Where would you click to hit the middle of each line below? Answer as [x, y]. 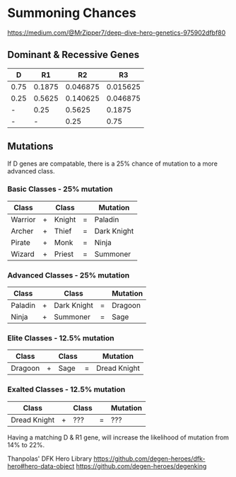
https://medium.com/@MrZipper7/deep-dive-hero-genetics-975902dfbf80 [117, 33]
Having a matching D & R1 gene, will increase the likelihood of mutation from [118, 437]
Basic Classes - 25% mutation [60, 189]
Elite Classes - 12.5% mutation [61, 338]
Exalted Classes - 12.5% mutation [66, 389]
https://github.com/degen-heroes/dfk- [150, 459]
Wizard [23, 254]
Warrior [23, 219]
